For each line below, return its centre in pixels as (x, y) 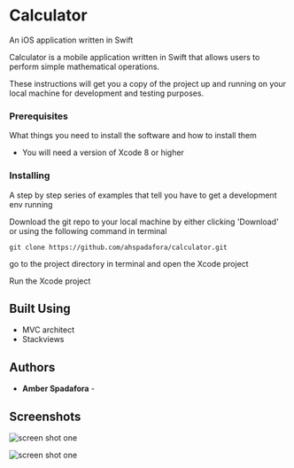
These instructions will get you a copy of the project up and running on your (147, 83)
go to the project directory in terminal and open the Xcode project (129, 263)
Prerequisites (39, 116)
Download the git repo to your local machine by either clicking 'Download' (144, 222)
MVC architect (48, 330)
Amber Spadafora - (58, 389)
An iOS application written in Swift (71, 40)
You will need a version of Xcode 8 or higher (103, 152)
